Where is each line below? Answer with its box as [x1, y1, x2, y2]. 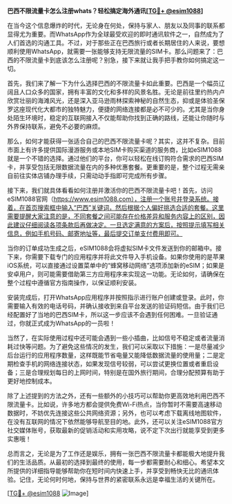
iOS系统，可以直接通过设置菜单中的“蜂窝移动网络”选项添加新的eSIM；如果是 [7, 262, 224, 269]
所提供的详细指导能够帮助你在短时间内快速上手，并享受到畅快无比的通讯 [7, 467, 213, 475]
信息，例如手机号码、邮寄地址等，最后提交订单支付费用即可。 [7, 229, 183, 238]
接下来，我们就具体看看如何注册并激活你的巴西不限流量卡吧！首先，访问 [7, 186, 213, 194]
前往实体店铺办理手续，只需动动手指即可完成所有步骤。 [12, 172, 171, 180]
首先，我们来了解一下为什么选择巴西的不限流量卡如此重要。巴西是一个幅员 [7, 79, 219, 87]
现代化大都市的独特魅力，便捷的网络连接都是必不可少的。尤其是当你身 [25, 105, 225, 113]
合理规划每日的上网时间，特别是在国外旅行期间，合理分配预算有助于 [30, 369, 225, 376]
